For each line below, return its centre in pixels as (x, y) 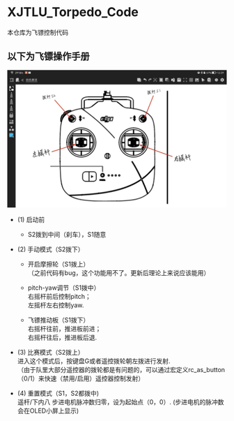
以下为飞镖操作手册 (48, 57)
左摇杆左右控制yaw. (56, 305)
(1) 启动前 (31, 219)
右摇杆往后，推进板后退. (62, 337)
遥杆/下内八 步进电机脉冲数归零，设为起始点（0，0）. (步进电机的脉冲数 (120, 401)
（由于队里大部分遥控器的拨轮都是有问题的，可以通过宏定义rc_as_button (121, 369)
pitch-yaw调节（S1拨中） (64, 288)
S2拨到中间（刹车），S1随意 (67, 234)
